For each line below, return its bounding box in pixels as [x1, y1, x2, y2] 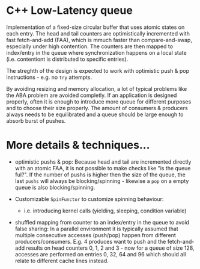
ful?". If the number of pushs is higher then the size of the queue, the [14, 171, 186, 178]
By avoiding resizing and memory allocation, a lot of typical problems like [6, 85, 187, 92]
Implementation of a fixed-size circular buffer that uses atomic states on [6, 23, 185, 31]
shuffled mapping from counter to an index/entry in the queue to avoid [14, 218, 189, 226]
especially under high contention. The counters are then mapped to [6, 43, 173, 50]
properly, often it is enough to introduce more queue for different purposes [6, 97, 192, 105]
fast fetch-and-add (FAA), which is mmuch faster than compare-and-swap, [6, 36, 192, 43]
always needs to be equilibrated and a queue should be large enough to [6, 111, 184, 118]
